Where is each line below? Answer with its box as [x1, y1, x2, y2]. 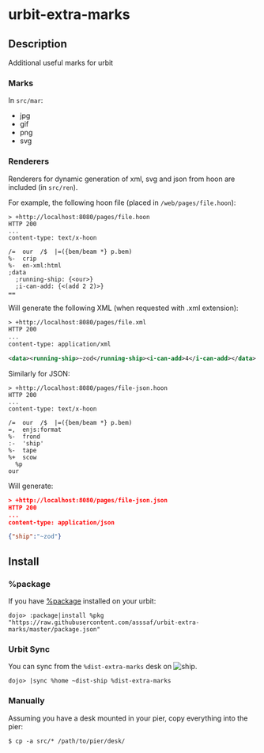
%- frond [8, 433, 41, 441]
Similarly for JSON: [8, 369, 70, 378]
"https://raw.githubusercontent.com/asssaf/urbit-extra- [8, 619, 200, 626]
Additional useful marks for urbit [8, 58, 113, 67]
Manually [8, 695, 45, 706]
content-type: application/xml [8, 340, 111, 349]
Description [8, 37, 67, 51]
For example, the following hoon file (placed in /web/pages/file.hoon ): [8, 198, 236, 207]
